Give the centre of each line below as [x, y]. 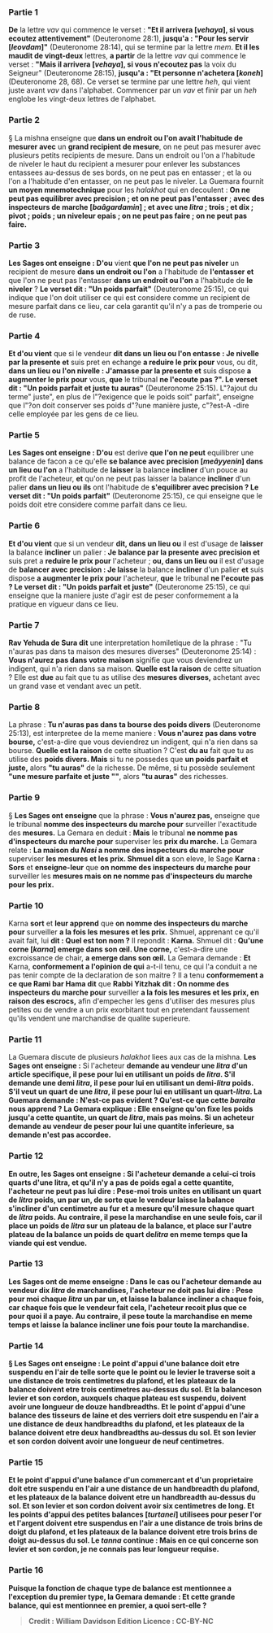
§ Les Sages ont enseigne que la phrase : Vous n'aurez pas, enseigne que [134, 815]
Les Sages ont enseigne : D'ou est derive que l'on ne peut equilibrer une [131, 453]
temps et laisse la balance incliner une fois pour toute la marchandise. [129, 1325]
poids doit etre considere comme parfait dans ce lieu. [98, 505]
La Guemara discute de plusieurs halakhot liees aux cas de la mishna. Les [132, 1057]
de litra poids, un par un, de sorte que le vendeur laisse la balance [121, 1200]
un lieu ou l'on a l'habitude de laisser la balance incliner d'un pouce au [128, 470]
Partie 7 [24, 625]
